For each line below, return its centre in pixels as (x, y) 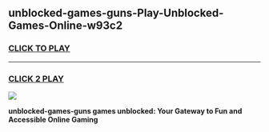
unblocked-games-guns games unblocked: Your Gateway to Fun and (125, 110)
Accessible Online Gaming (53, 119)
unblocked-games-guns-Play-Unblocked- (116, 13)
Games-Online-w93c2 (65, 26)
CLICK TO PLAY (39, 49)
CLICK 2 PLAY (36, 78)
